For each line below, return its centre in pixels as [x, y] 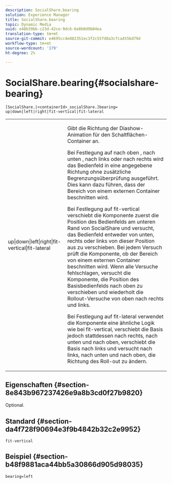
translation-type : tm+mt [32, 34]
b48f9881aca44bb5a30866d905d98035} [74, 465]
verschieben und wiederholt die [105, 292]
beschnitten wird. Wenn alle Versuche [113, 267]
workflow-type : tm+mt [28, 44]
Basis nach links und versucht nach [110, 349]
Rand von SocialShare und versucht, [111, 228]
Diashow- [132, 129]
